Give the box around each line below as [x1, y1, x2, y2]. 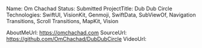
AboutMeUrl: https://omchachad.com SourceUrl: [6, 29, 127, 36]
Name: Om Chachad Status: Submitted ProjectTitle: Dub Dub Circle [6, 5, 173, 12]
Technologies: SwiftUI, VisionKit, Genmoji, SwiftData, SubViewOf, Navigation [6, 11, 196, 18]
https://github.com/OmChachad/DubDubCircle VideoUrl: [6, 36, 147, 42]
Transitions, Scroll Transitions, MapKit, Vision [6, 18, 119, 24]
